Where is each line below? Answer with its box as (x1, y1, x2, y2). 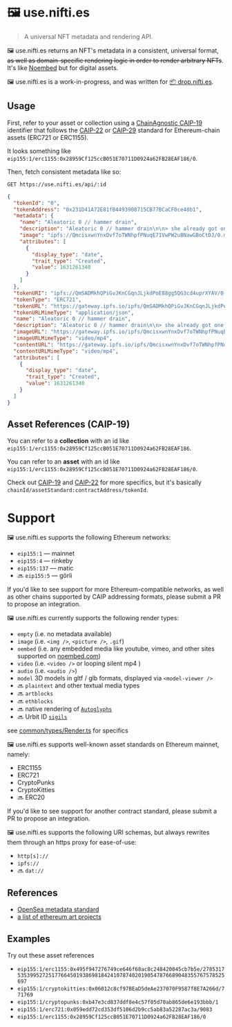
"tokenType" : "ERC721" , (13, 296, 81, 303)
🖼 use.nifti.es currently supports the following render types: (7, 614, 180, 622)
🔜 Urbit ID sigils (17, 712, 68, 721)
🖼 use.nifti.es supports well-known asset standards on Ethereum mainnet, (7, 740, 220, 748)
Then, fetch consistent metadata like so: (7, 167, 122, 176)
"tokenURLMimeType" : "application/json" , (13, 309, 135, 316)
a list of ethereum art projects (17, 913, 101, 921)
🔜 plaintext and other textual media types (17, 681, 140, 690)
